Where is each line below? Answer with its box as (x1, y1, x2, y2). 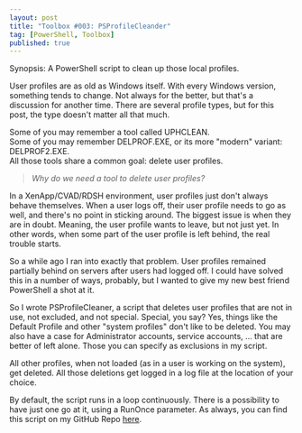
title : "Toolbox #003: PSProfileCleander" (9, 22, 171, 31)
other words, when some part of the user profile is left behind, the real (9, 229, 270, 240)
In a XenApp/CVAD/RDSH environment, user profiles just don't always (9, 190, 269, 201)
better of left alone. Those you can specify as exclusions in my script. (9, 340, 268, 352)
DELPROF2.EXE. (9, 146, 70, 157)
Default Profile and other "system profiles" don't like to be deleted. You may (9, 321, 291, 332)
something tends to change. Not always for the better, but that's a (9, 90, 254, 101)
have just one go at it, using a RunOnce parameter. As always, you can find (9, 404, 288, 415)
